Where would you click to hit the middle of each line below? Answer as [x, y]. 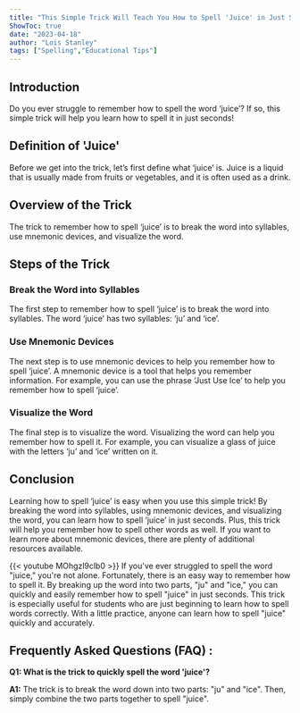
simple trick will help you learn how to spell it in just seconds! [122, 118]
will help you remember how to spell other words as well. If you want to [140, 529]
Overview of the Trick [71, 205]
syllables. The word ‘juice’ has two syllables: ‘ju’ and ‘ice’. [115, 319]
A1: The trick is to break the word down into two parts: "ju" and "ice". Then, [148, 690]
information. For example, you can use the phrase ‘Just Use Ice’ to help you [147, 380]
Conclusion [42, 479]
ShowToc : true [36, 26]
